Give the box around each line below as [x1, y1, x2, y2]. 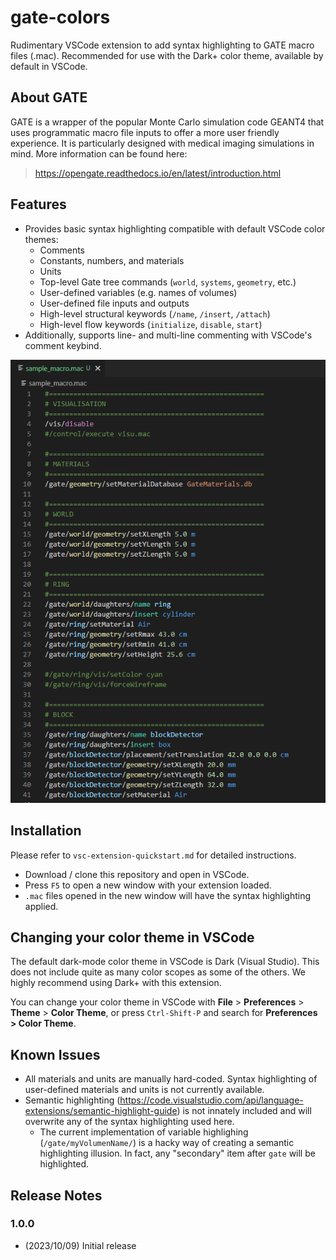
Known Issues [10, 1046, 101, 1063]
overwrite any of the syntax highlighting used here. [24, 1116, 235, 1128]
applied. [24, 900, 59, 912]
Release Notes [10, 1187, 103, 1204]
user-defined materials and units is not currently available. [24, 1084, 265, 1096]
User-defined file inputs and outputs [39, 297, 190, 309]
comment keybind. [24, 339, 102, 351]
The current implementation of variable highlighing [39, 1126, 249, 1138]
